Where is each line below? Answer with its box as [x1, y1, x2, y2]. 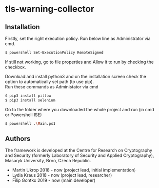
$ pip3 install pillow [5, 93, 51, 98]
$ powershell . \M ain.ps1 [5, 121, 56, 126]
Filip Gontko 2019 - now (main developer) [12, 177, 96, 183]
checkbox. [5, 64, 26, 70]
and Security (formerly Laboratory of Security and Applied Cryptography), [5, 153, 155, 158]
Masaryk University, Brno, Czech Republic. [5, 158, 91, 164]
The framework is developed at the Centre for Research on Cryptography [5, 147, 153, 154]
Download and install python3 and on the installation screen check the [5, 73, 146, 79]
